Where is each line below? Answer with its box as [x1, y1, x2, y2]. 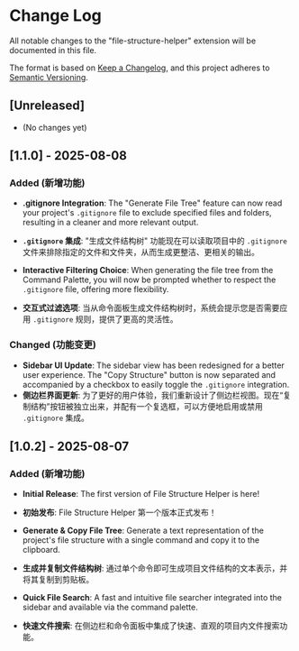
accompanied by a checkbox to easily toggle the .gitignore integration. [22, 379, 290, 390]
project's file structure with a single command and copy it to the [22, 535, 260, 546]
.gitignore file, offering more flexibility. [22, 284, 169, 295]
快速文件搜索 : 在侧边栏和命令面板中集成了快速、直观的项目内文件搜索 [22, 620, 280, 631]
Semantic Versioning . [9, 71, 88, 82]
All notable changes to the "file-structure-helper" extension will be [9, 35, 257, 46]
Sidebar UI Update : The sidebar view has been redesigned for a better [22, 360, 285, 371]
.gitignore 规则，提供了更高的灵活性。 [32, 314, 178, 325]
